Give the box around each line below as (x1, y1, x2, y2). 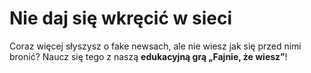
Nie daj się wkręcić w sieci (9, 7, 233, 30)
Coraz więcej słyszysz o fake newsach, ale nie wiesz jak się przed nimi (9, 40, 302, 52)
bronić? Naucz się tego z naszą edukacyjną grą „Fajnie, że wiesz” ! (9, 50, 288, 62)
